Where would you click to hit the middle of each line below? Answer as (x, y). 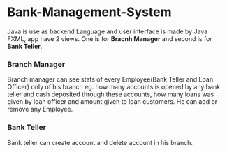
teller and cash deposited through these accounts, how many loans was (111, 94)
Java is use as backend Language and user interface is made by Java (108, 31)
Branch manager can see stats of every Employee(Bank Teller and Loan (110, 79)
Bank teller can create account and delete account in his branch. (100, 142)
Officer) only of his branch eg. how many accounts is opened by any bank (114, 87)
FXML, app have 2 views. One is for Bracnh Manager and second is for (110, 38)
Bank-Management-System (89, 12)
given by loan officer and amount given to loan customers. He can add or (112, 102)
